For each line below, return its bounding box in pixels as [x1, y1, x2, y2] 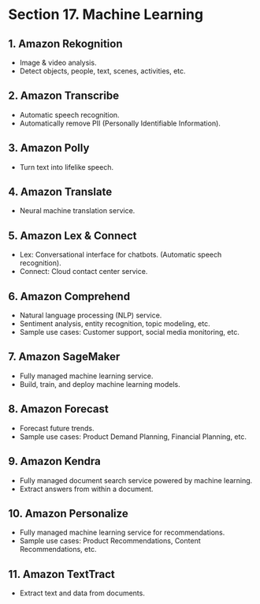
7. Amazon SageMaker [8, 350, 121, 364]
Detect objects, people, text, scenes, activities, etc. [19, 66, 187, 76]
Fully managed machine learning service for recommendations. [19, 527, 225, 538]
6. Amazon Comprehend [8, 290, 131, 303]
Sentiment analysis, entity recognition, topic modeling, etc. [19, 319, 210, 328]
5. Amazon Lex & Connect [8, 229, 137, 242]
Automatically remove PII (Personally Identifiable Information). [19, 118, 221, 128]
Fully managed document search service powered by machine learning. [19, 475, 253, 485]
